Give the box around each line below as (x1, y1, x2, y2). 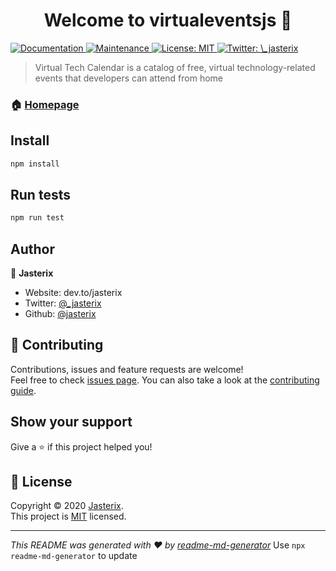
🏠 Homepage (10, 97, 80, 111)
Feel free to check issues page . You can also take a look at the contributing (10, 374, 320, 386)
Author (10, 240, 55, 258)
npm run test (10, 213, 65, 223)
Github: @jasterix (24, 308, 97, 320)
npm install (10, 159, 60, 169)
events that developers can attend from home (34, 72, 224, 84)
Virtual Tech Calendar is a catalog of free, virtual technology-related (34, 61, 316, 73)
